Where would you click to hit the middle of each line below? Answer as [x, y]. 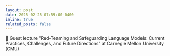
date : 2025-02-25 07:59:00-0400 [39, 15]
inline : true [19, 19]
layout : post [19, 10]
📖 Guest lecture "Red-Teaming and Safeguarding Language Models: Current [85, 38]
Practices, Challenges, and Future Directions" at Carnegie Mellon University [85, 44]
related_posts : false [28, 24]
